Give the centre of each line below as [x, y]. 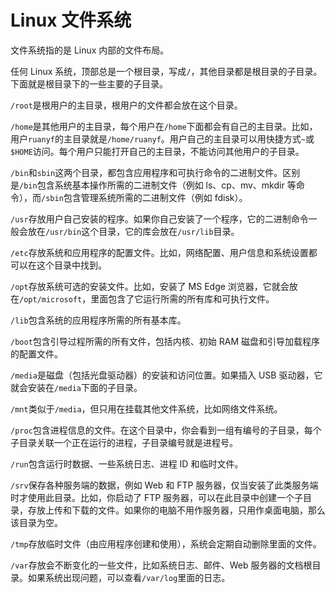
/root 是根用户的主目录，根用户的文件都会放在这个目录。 [126, 105]
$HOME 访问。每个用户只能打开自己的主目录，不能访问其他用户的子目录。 [157, 151]
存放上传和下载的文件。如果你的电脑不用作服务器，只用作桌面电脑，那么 [176, 510]
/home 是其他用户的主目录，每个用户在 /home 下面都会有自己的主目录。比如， [164, 126]
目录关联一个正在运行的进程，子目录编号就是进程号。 [128, 442]
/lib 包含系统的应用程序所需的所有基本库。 [98, 320]
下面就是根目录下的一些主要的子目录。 [89, 83]
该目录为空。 [36, 522]
